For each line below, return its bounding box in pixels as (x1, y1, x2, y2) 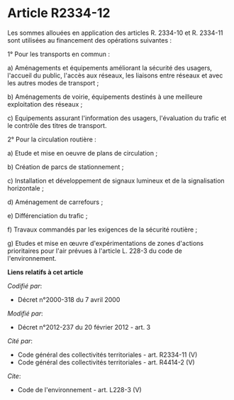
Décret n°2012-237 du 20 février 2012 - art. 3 (17, 323, 151, 331)
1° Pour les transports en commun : (7, 50, 111, 58)
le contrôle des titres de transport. (7, 121, 107, 129)
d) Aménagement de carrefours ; (7, 198, 104, 206)
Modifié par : (7, 309, 44, 318)
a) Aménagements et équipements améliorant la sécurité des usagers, (7, 63, 213, 72)
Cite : (7, 372, 21, 380)
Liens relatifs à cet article (7, 268, 84, 276)
